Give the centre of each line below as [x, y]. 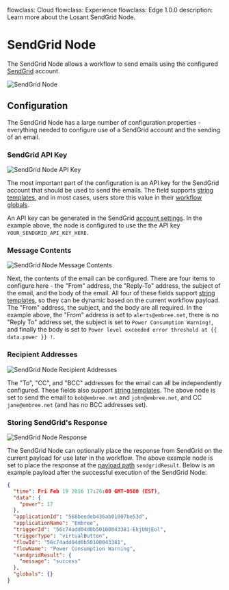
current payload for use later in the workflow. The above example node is [110, 458]
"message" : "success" [50, 561]
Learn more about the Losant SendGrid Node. [71, 17]
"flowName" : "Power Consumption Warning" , [75, 549]
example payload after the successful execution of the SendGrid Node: [107, 472]
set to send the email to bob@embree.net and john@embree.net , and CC [105, 397]
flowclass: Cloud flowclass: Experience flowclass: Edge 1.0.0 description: [110, 10]
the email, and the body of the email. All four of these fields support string [111, 293]
